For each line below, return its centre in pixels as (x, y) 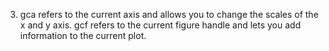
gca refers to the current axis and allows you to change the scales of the (169, 14)
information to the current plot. (83, 35)
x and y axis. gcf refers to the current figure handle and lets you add (160, 25)
